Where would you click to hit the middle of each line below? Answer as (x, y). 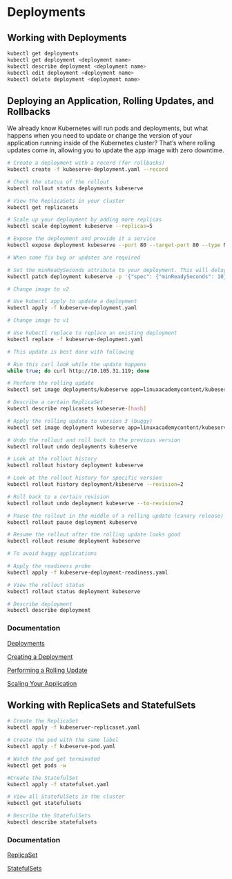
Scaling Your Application (42, 683)
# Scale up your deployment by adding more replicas (85, 220)
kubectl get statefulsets (44, 804)
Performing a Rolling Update (47, 670)
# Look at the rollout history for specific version (85, 478)
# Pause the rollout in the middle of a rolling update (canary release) (116, 516)
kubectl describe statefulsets (52, 822)
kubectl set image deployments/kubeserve (68, 390)
